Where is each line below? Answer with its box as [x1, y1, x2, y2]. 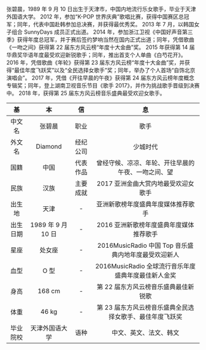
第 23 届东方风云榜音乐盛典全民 [97, 303, 188, 311]
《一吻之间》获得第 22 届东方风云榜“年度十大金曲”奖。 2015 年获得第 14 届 [6, 43, 195, 51]
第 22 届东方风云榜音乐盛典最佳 [97, 283, 188, 291]
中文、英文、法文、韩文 [111, 329, 180, 337]
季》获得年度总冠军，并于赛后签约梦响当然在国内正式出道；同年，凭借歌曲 [6, 36, 194, 43]
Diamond [36, 143, 63, 151]
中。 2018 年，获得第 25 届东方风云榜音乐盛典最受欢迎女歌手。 [6, 89, 166, 97]
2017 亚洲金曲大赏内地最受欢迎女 [96, 179, 194, 188]
